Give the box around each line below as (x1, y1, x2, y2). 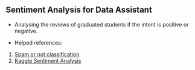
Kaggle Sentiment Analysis (14, 57, 82, 64)
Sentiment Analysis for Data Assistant (5, 5, 152, 15)
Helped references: (14, 39, 63, 46)
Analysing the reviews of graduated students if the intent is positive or (14, 21, 189, 28)
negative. (14, 27, 38, 34)
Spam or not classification (14, 51, 80, 58)
